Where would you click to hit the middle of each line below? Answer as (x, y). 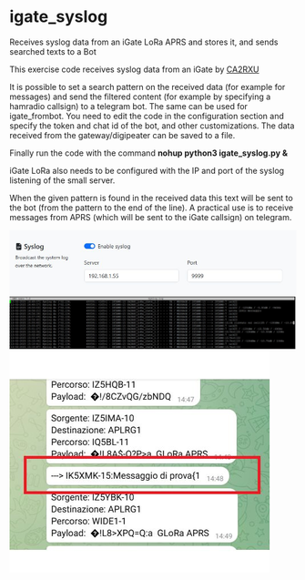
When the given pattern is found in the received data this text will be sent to (151, 198)
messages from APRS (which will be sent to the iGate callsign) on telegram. (151, 217)
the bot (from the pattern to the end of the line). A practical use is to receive (152, 208)
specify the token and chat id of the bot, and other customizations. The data (152, 126)
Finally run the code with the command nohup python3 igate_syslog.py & (149, 153)
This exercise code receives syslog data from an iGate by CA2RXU (134, 69)
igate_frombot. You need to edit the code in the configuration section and (147, 116)
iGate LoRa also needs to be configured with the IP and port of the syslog (147, 170)
